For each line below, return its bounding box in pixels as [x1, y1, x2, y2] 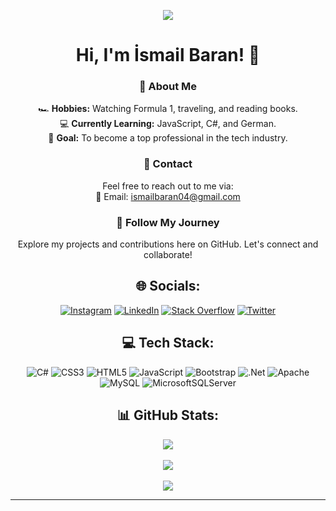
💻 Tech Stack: [121, 335, 215, 352]
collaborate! [143, 249, 193, 261]
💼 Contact [143, 157, 193, 171]
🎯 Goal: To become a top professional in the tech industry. [48, 132, 288, 144]
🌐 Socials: [135, 278, 201, 295]
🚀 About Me [138, 80, 198, 94]
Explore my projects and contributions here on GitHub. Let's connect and [17, 238, 319, 250]
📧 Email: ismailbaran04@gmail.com [95, 190, 241, 202]
